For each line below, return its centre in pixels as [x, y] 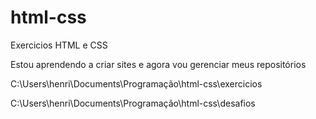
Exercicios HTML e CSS [59, 45]
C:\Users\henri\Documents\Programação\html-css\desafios [133, 103]
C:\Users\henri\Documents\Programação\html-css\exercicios [136, 83]
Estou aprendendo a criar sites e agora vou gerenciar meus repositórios [158, 64]
